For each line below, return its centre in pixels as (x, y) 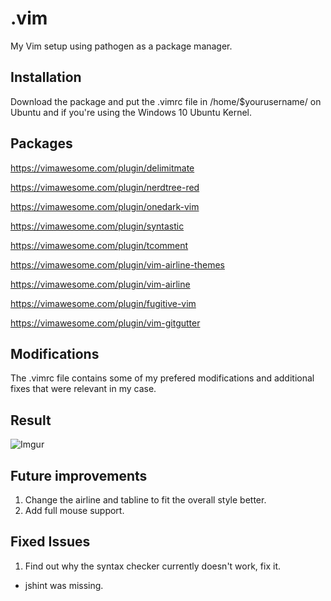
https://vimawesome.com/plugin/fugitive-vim (103, 303)
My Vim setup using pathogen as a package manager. (121, 46)
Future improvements (79, 475)
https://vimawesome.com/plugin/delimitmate (102, 168)
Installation (46, 77)
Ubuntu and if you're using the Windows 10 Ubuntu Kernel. (131, 112)
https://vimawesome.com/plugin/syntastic (97, 226)
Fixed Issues (50, 542)
